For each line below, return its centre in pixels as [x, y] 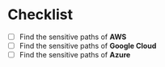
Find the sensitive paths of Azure [75, 55]
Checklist [40, 15]
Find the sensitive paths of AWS [73, 37]
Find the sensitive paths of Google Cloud [88, 46]
